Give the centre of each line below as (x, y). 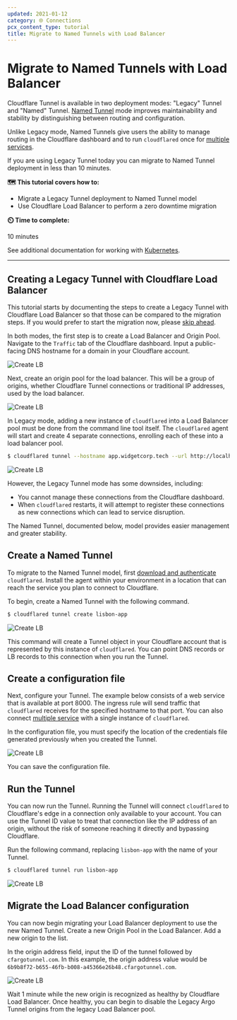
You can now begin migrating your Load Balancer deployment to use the (112, 922)
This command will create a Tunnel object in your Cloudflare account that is (117, 641)
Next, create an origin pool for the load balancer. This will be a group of (111, 378)
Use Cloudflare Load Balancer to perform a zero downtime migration (117, 206)
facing (17, 351)
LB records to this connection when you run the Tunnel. (88, 656)
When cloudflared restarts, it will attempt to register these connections (121, 504)
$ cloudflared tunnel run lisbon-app (63, 870)
